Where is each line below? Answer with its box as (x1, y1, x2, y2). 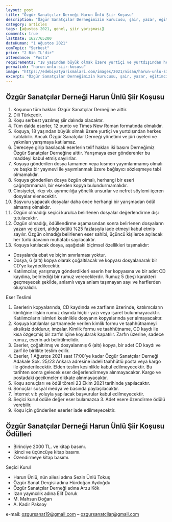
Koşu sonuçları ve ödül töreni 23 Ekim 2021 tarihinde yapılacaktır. (13, 380, 151, 386)
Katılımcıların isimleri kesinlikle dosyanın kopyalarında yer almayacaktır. (13, 315, 163, 321)
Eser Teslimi (6, 294, 32, 300)
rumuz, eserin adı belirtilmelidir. (13, 336, 80, 342)
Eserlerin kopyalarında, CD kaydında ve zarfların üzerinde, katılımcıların (13, 304, 163, 310)
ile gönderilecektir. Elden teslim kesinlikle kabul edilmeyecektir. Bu (13, 363, 153, 370)
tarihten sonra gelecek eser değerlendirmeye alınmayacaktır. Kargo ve (13, 369, 161, 375)
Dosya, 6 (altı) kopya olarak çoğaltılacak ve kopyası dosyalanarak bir (13, 257, 158, 263)
